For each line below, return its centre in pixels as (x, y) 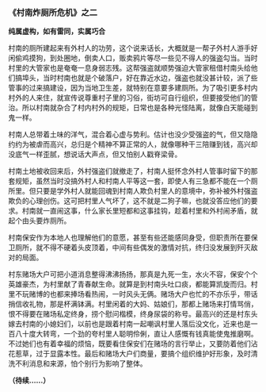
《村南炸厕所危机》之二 (53, 12)
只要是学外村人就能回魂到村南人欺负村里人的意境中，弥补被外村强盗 (146, 191)
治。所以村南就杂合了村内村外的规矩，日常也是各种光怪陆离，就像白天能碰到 (133, 108)
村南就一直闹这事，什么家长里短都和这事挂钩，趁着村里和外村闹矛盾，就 (140, 211)
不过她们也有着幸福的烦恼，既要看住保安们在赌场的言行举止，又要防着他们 (129, 344)
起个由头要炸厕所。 (40, 221)
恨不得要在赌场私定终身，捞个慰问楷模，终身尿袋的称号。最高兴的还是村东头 (133, 314)
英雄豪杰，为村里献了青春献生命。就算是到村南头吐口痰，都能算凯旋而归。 (129, 284)
